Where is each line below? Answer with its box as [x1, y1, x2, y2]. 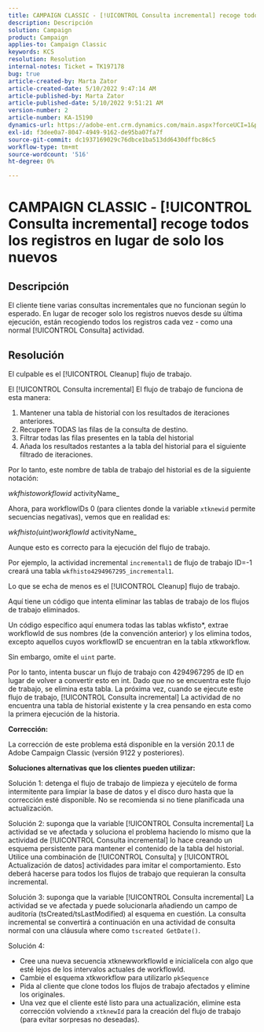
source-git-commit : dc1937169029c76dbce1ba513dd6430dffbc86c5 [8, 135, 216, 144]
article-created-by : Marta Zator [8, 77, 118, 85]
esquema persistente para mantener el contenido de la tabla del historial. [8, 843, 245, 853]
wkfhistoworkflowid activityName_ [8, 488, 120, 498]
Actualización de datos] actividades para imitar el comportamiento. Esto [8, 860, 241, 869]
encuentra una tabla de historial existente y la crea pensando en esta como [8, 700, 251, 710]
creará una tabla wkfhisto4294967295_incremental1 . [8, 566, 174, 575]
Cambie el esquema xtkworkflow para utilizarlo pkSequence [19, 972, 210, 982]
